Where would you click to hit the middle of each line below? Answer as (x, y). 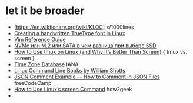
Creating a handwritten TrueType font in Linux (70, 33)
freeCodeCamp (33, 83)
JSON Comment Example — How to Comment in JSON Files (87, 77)
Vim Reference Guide (40, 39)
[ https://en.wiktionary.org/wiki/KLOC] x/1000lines (74, 27)
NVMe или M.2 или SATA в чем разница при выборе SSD (85, 46)
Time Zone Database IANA (46, 64)
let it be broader (45, 11)
